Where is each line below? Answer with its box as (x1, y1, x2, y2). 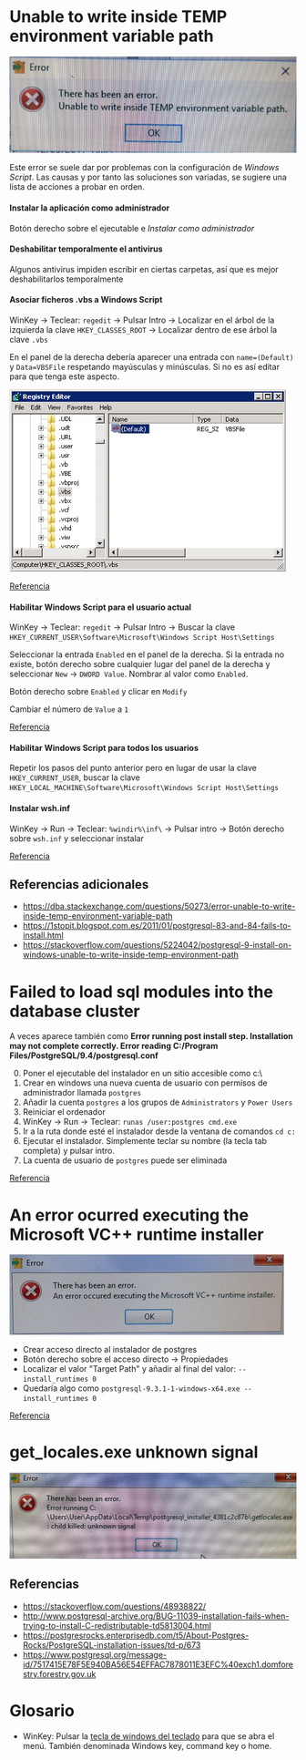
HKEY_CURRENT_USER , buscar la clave (9, 772, 141, 783)
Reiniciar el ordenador (22, 1106, 107, 1117)
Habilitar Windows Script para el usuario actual (9, 602, 192, 612)
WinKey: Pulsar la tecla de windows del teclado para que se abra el (22, 1730, 275, 1742)
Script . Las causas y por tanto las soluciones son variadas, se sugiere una (9, 171, 287, 183)
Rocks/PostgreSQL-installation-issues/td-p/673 (22, 1639, 201, 1651)
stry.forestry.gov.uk (22, 1668, 97, 1679)
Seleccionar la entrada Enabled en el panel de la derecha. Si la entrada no (9, 649, 285, 660)
